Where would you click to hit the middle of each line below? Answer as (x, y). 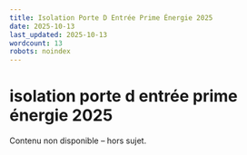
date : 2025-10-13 (42, 26)
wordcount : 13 (36, 43)
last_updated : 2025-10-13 (58, 34)
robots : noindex (40, 52)
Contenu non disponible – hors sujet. (78, 140)
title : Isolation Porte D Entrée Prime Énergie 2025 (111, 18)
